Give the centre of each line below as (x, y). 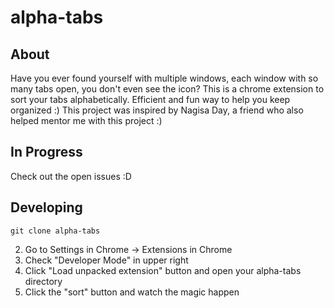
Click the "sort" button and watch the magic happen (132, 292)
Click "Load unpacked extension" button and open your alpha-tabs (163, 270)
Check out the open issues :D (71, 176)
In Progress (46, 152)
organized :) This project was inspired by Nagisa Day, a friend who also (157, 110)
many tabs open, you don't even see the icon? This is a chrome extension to (167, 89)
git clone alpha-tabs (55, 231)
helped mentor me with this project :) (86, 120)
